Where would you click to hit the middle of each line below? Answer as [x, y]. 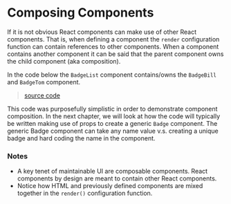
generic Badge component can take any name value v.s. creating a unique [113, 131]
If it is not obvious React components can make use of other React [102, 32]
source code [42, 95]
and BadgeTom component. [44, 82]
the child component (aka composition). [64, 61]
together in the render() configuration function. [85, 193]
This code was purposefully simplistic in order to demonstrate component [112, 109]
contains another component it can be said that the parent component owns [115, 54]
